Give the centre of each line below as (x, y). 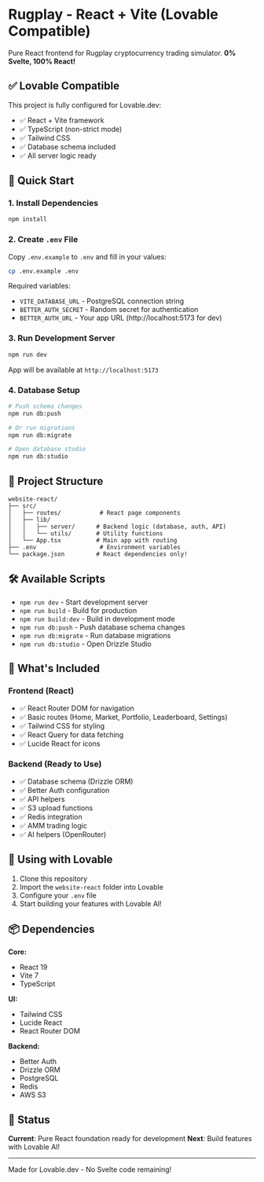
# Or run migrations (42, 428)
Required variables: (39, 286)
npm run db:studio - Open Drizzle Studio (85, 644)
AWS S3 (33, 1095)
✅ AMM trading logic (53, 825)
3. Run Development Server (62, 338)
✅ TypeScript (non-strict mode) (71, 129)
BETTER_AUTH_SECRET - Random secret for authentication (109, 310)
